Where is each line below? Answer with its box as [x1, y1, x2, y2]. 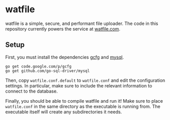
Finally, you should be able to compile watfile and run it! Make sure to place [5, 98, 163, 104]
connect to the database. [5, 88, 58, 94]
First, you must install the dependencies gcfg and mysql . [5, 54, 124, 60]
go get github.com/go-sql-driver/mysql [5, 68, 90, 73]
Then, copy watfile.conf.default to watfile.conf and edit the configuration [5, 77, 165, 83]
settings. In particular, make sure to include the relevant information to [5, 82, 153, 88]
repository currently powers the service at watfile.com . [5, 25, 121, 32]
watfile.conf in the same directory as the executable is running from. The [5, 103, 160, 109]
